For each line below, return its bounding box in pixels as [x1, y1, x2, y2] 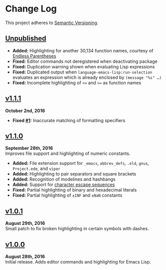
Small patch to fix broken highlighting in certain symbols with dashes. [5, 226, 149, 232]
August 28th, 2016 [5, 253, 45, 259]
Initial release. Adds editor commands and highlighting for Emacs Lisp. [5, 259, 151, 264]
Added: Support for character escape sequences [12, 182, 115, 188]
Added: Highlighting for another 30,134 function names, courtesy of [12, 47, 153, 53]
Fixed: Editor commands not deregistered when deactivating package [12, 58, 157, 64]
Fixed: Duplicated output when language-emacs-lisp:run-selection [12, 69, 152, 75]
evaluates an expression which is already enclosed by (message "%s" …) [12, 74, 162, 80]
